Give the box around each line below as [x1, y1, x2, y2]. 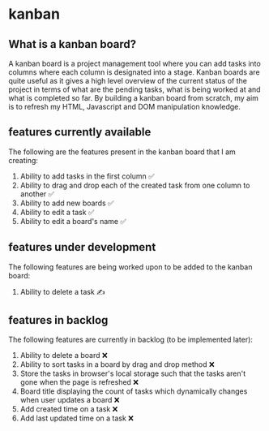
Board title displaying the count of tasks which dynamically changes [19, 386, 248, 396]
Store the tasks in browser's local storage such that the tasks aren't [19, 369, 246, 378]
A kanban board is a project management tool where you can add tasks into [8, 58, 261, 68]
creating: [8, 155, 39, 165]
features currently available [8, 125, 152, 139]
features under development [8, 240, 156, 254]
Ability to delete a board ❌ [19, 351, 108, 360]
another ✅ [19, 188, 55, 199]
